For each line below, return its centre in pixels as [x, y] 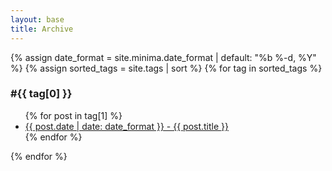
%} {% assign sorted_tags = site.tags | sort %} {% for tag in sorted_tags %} [166, 68]
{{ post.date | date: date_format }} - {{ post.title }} [127, 126]
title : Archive [42, 29]
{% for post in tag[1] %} [73, 115]
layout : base [37, 19]
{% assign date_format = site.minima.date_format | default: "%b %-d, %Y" [163, 57]
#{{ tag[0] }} [41, 94]
